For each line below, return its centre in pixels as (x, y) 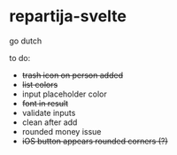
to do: (20, 58)
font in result (45, 103)
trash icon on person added (73, 75)
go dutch (26, 41)
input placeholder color (65, 94)
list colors (40, 84)
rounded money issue (62, 131)
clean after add (50, 122)
